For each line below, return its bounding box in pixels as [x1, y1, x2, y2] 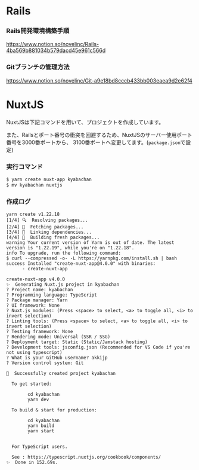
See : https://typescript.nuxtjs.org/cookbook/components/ [11, 454, 161, 460]
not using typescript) [6, 350, 63, 356]
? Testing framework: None [6, 329, 73, 335]
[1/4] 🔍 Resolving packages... [6, 217, 88, 224]
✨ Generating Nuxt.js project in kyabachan [6, 282, 120, 288]
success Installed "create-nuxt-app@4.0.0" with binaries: [6, 261, 156, 267]
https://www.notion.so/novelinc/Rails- [6, 41, 99, 48]
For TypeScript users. [11, 444, 68, 450]
